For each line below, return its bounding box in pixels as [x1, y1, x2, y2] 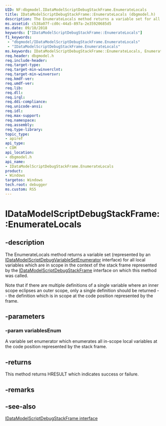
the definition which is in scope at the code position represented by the [8, 293, 153, 299]
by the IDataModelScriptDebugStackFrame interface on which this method [5, 267, 157, 273]
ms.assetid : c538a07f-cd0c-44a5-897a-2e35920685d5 [5, 21, 112, 26]
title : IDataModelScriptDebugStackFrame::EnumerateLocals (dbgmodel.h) [5, 12, 156, 17]
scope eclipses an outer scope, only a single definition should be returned [5, 287, 156, 293]
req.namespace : [5, 117, 37, 123]
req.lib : [5, 85, 23, 91]
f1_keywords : [5, 35, 32, 40]
